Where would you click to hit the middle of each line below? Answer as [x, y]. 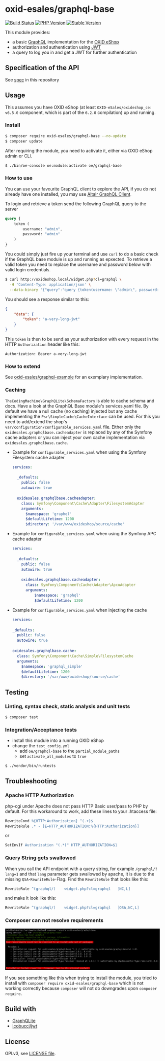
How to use [19, 178]
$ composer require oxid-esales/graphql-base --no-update [66, 136]
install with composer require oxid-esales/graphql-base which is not [74, 983]
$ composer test [22, 717]
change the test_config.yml [41, 746]
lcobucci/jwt [25, 1026]
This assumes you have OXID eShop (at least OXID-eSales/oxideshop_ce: [79, 107]
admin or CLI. [19, 156]
